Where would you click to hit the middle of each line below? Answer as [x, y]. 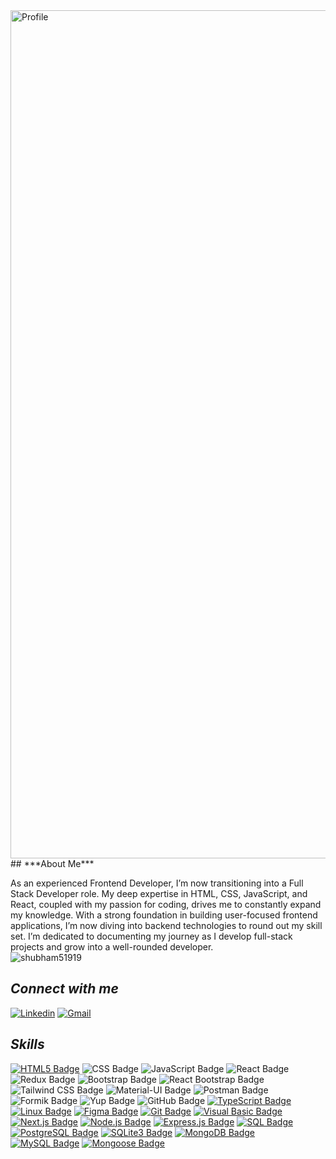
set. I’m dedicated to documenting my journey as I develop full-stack [151, 936]
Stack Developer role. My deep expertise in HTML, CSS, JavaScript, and [159, 893]
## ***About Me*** [52, 863]
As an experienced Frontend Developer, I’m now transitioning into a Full [157, 883]
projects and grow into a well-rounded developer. [112, 947]
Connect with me [64, 989]
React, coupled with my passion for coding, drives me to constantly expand [166, 904]
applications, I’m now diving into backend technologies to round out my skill [166, 925]
